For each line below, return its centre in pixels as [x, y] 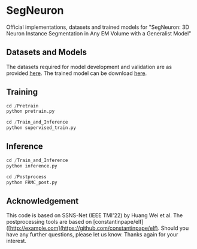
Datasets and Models [47, 52]
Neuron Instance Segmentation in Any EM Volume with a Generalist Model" [99, 33]
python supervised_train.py [41, 128]
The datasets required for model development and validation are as [89, 67]
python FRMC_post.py [32, 182]
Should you [175, 228]
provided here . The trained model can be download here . [77, 73]
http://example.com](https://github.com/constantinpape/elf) [84, 228]
